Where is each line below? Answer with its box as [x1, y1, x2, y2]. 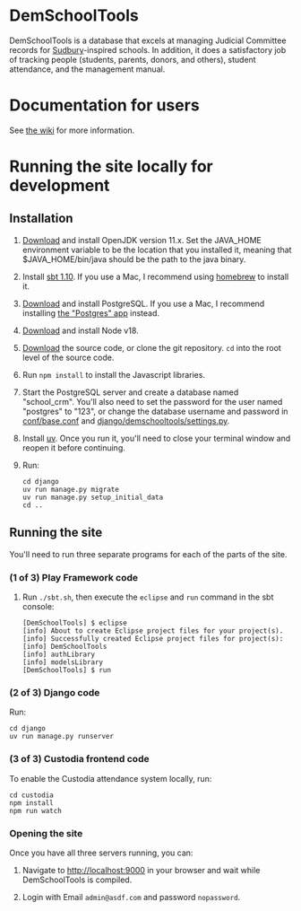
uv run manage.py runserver [9, 732, 115, 741]
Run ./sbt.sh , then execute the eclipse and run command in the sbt [21, 591, 274, 602]
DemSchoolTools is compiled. [21, 874, 133, 885]
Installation [9, 211, 73, 226]
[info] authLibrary [21, 650, 96, 659]
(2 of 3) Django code [9, 686, 100, 698]
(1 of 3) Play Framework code [9, 571, 139, 583]
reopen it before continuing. [21, 442, 125, 453]
